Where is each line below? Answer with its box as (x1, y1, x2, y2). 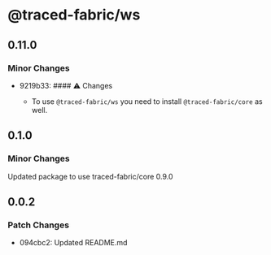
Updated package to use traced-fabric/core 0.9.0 (7, 171, 173, 181)
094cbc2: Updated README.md (19, 238, 128, 248)
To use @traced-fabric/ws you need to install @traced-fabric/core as (31, 96, 263, 106)
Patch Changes (7, 219, 70, 231)
